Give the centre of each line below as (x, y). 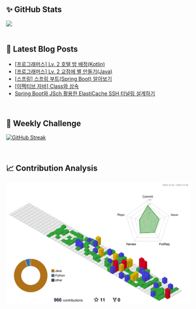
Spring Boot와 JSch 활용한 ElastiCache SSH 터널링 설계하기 (85, 93)
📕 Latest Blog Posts (42, 49)
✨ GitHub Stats (34, 10)
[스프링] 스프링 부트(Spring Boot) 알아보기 (63, 79)
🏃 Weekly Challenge (43, 123)
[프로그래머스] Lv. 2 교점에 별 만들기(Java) (63, 71)
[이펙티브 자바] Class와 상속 (47, 86)
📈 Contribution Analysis (52, 168)
